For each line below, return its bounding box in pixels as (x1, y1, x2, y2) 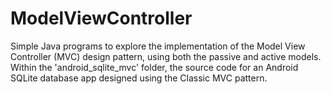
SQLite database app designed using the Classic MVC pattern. (10, 72, 268, 84)
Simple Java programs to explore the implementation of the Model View (10, 40, 306, 52)
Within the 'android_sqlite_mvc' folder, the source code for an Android (10, 61, 299, 73)
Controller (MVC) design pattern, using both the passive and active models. (10, 50, 322, 62)
